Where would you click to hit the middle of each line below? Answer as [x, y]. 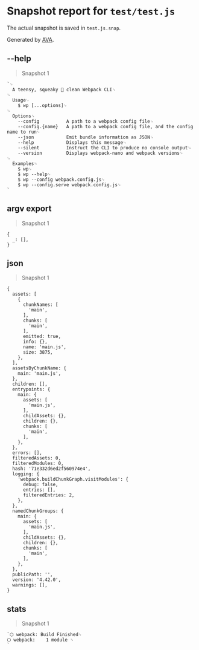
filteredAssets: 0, [37, 458]
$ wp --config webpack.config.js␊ [62, 180]
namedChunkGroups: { [38, 511]
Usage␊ [21, 100]
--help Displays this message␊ [72, 142]
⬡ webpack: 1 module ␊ [40, 640]
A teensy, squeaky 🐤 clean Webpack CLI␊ [64, 89]
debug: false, [41, 485]
